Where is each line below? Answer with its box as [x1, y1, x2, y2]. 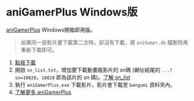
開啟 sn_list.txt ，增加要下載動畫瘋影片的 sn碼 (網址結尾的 [14, 66, 161, 73]
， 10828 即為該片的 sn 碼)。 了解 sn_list [36, 74, 131, 81]
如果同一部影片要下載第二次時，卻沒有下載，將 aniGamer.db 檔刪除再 [20, 39, 189, 46]
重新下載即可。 [20, 46, 58, 53]
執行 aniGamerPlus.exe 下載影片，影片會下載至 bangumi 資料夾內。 [14, 81, 176, 88]
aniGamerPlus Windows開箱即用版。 [6, 26, 96, 33]
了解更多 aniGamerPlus [14, 89, 72, 96]
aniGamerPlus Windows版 [6, 5, 138, 19]
